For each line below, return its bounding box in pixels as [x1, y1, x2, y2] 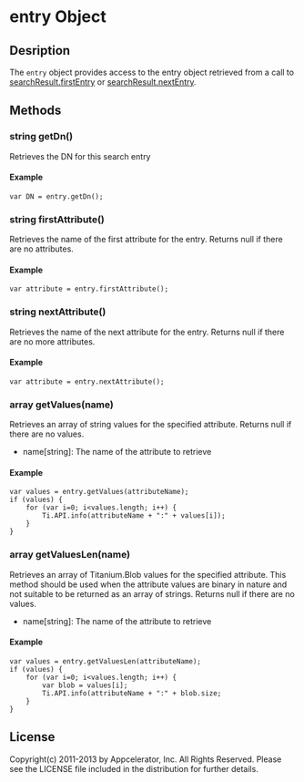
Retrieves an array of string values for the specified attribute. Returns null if [9, 419, 292, 430]
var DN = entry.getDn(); [9, 191, 104, 201]
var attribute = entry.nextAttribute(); [9, 376, 166, 386]
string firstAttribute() [9, 212, 105, 225]
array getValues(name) [9, 398, 114, 411]
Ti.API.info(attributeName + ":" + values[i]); [42, 511, 226, 520]
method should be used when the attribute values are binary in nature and [9, 579, 288, 590]
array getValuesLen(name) [9, 549, 130, 561]
